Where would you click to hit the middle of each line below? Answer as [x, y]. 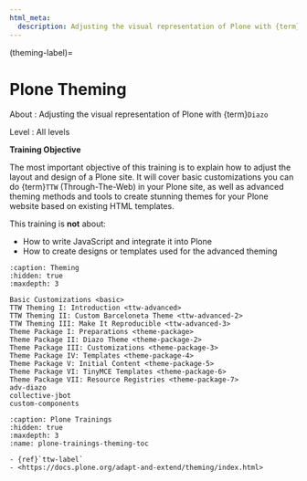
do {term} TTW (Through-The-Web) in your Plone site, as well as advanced [147, 187]
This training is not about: [58, 224]
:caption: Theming [44, 268]
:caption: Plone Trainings [61, 420]
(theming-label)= [41, 52]
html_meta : [30, 18]
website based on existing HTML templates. [92, 206]
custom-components [44, 404]
